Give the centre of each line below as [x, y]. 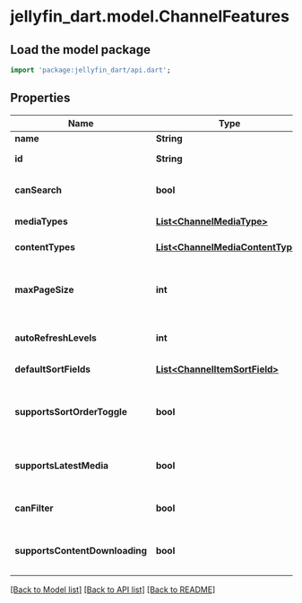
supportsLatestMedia [62, 465]
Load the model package [81, 50]
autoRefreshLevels [56, 338]
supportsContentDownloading [81, 550]
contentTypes [45, 246]
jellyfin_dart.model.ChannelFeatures [150, 17]
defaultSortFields [53, 369]
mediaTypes [41, 221]
